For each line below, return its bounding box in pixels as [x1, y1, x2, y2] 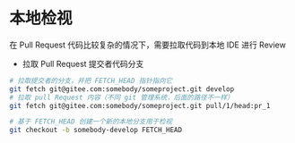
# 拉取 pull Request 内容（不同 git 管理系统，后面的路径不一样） [9, 93, 235, 102]
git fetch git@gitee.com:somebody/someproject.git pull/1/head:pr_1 [9, 101, 271, 110]
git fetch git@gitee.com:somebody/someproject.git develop [9, 84, 235, 94]
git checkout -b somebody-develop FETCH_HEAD [9, 126, 182, 135]
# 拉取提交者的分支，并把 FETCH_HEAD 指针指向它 [9, 76, 173, 85]
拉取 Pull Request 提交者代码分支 [22, 58, 144, 69]
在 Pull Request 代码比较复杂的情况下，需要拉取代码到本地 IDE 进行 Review [9, 39, 287, 50]
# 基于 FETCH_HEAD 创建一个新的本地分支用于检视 [9, 117, 173, 126]
